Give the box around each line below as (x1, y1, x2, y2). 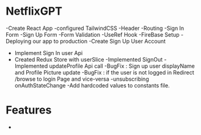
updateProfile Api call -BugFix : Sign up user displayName (49, 62, 195, 70)
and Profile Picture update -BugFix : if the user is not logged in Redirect (14, 68, 195, 76)
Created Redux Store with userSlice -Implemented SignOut (14, 56, 163, 63)
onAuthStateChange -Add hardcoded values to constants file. (14, 81, 170, 89)
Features (5, 103, 52, 117)
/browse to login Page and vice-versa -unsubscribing (14, 75, 149, 82)
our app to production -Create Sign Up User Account (32, 37, 166, 45)
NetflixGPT (5, 4, 62, 18)
